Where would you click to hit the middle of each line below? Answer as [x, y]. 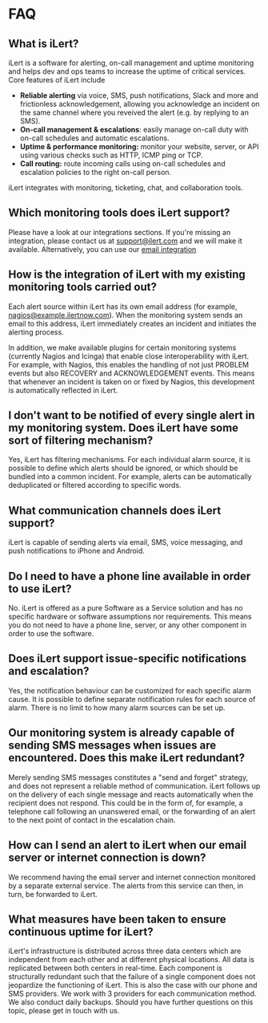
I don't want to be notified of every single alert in [132, 415]
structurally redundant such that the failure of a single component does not [132, 976]
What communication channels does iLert [115, 510]
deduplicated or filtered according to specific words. [95, 485]
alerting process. [36, 332]
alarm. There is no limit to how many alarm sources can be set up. [117, 708]
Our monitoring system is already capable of [122, 733]
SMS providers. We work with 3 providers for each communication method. [132, 994]
